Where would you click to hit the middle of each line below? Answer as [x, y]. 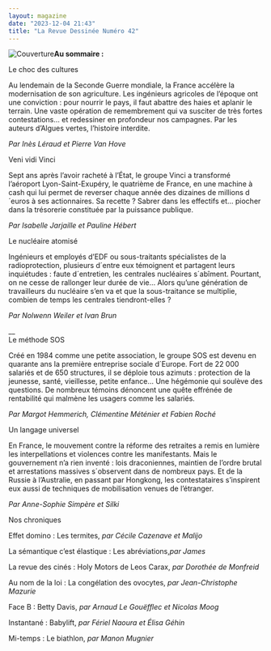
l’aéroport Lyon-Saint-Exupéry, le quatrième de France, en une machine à [131, 184]
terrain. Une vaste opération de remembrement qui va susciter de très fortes [135, 111]
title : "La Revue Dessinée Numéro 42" [74, 31]
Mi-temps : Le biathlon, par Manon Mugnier [81, 638]
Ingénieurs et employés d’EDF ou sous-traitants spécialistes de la [117, 257]
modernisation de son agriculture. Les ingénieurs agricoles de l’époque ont [133, 94]
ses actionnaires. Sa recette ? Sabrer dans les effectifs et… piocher [149, 201]
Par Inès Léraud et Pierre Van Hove [67, 144]
